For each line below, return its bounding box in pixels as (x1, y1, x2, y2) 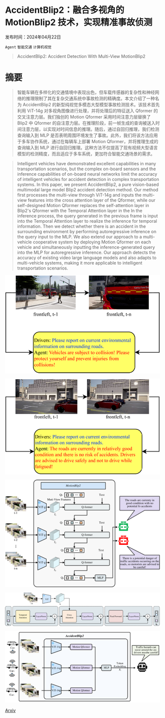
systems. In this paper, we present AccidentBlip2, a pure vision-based (17, 181, 159, 187)
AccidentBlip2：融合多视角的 (5, 4, 124, 16)
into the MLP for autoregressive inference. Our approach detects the (17, 249, 156, 255)
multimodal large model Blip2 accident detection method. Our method (17, 186, 159, 192)
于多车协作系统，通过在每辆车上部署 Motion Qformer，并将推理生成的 (17, 138, 159, 144)
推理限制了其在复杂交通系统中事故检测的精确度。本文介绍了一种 (26, 95, 155, 101)
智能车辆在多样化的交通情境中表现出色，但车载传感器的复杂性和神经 (17, 89, 155, 95)
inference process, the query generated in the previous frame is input (17, 212, 158, 219)
